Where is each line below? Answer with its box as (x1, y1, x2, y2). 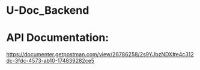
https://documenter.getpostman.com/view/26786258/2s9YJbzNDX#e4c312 (6, 51, 194, 58)
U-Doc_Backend (6, 4, 89, 17)
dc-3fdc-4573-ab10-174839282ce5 (6, 57, 95, 65)
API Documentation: (6, 31, 109, 45)
